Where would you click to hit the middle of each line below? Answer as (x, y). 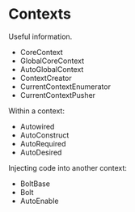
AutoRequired (43, 143)
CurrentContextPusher (57, 95)
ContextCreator (46, 78)
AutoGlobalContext (52, 69)
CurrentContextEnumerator (65, 87)
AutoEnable (39, 201)
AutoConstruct (44, 135)
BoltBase (35, 184)
